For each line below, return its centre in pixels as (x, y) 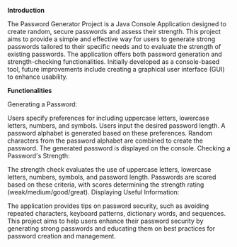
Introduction (26, 10)
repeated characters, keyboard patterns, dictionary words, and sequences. (117, 213)
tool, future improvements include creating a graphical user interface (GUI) (116, 69)
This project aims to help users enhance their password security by (105, 221)
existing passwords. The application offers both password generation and (115, 54)
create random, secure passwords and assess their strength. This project (114, 32)
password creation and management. (62, 236)
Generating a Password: (42, 104)
